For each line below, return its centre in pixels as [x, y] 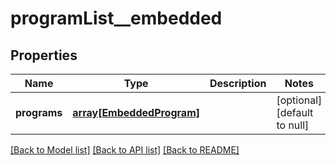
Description [238, 83]
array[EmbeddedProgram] [136, 112]
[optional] [299, 100]
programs [39, 112]
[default [295, 112]
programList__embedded [116, 18]
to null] [293, 125]
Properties [44, 55]
